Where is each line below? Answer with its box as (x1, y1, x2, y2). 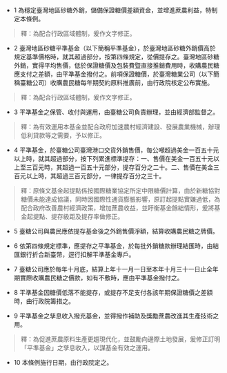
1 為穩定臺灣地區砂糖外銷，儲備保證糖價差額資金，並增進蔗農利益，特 (13, 6, 212, 14)
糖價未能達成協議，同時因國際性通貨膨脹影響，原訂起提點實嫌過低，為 (20, 195, 221, 203)
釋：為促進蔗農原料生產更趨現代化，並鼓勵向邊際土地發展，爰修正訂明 (20, 335, 221, 343)
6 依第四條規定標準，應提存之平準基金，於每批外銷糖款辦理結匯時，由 (13, 242, 213, 250)
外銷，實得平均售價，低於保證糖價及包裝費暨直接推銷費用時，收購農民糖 (13, 61, 219, 69)
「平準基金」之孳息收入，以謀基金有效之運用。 (20, 344, 154, 352)
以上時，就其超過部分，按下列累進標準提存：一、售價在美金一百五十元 (13, 155, 214, 162)
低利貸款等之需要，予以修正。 (20, 131, 106, 140)
